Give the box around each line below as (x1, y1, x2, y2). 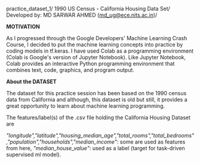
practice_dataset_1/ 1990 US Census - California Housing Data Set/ (6, 5, 170, 12)
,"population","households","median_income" (6, 138, 118, 145)
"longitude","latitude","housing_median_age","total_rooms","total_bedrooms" (6, 132, 195, 139)
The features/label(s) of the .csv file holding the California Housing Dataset (6, 114, 191, 121)
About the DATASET (6, 78, 57, 85)
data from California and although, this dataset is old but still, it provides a (6, 96, 188, 103)
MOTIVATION (6, 23, 40, 30)
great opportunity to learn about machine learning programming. (6, 102, 165, 110)
